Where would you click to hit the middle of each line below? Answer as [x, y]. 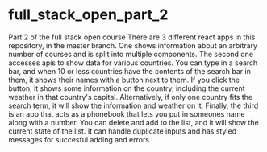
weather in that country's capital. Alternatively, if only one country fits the [130, 97]
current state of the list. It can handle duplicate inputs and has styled [122, 131]
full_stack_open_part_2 [88, 15]
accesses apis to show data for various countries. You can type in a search [133, 63]
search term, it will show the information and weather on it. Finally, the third [133, 105]
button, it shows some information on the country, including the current [127, 88]
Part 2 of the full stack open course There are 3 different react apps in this [132, 37]
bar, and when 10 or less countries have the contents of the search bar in [130, 71]
